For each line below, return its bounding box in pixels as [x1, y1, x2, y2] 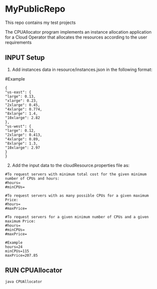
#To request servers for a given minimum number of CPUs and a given [5, 214, 149, 219]
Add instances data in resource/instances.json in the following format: [12, 66, 153, 72]
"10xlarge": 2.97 [5, 145, 40, 150]
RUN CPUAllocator [5, 266, 62, 274]
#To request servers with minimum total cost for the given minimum [5, 172, 147, 177]
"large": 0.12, [5, 128, 36, 133]
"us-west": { [5, 124, 32, 129]
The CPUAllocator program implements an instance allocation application [5, 29, 152, 35]
